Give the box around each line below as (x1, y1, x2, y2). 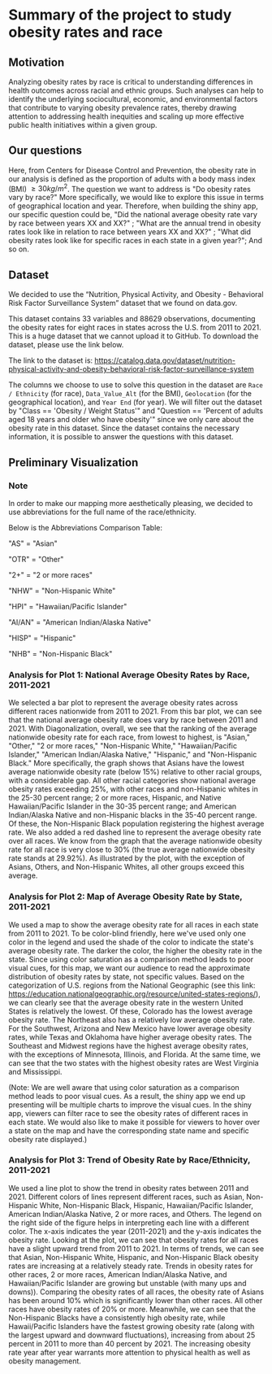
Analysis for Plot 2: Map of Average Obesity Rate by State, (8, 891, 243, 902)
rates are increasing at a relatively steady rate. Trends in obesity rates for (8, 1261, 253, 1271)
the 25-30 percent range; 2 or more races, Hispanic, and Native (8, 793, 222, 803)
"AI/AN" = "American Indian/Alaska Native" (8, 617, 152, 627)
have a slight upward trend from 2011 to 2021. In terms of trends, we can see (8, 1243, 265, 1254)
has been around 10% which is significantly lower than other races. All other (8, 1295, 263, 1305)
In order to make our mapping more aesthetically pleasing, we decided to (8, 498, 253, 508)
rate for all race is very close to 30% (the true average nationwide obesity (8, 844, 256, 855)
